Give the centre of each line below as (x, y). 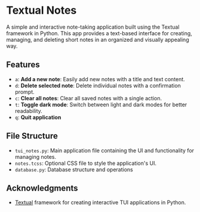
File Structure (32, 136)
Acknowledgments (42, 188)
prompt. (24, 92)
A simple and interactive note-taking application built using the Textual (93, 27)
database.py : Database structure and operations (74, 169)
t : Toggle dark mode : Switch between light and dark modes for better (101, 105)
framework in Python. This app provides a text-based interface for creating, (99, 33)
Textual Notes (41, 10)
